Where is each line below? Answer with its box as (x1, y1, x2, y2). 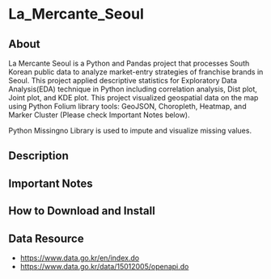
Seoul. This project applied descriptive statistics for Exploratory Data (8, 76, 237, 85)
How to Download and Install (8, 204, 155, 218)
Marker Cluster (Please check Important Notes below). (8, 110, 190, 120)
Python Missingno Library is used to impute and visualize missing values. (8, 126, 252, 135)
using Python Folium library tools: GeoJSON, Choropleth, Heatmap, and (8, 102, 247, 111)
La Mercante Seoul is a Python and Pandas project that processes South (8, 58, 250, 68)
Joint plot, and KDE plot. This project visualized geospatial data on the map (8, 93, 259, 102)
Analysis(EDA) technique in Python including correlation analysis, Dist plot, (8, 84, 257, 94)
